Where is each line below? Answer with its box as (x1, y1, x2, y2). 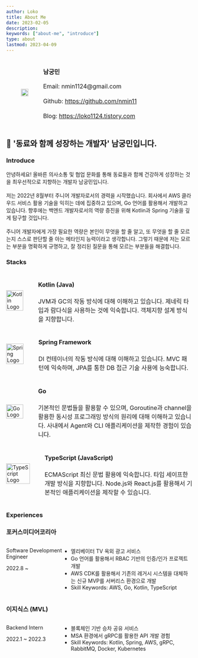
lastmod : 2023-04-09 (6, 42, 57, 48)
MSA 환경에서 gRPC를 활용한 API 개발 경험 (70, 632, 170, 640)
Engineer (6, 553, 28, 560)
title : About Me (6, 14, 46, 20)
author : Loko (6, 8, 38, 15)
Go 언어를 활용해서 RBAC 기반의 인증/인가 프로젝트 (70, 555, 188, 562)
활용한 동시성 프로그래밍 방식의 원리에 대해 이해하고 (38, 413, 173, 421)
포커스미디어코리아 (6, 527, 57, 536)
